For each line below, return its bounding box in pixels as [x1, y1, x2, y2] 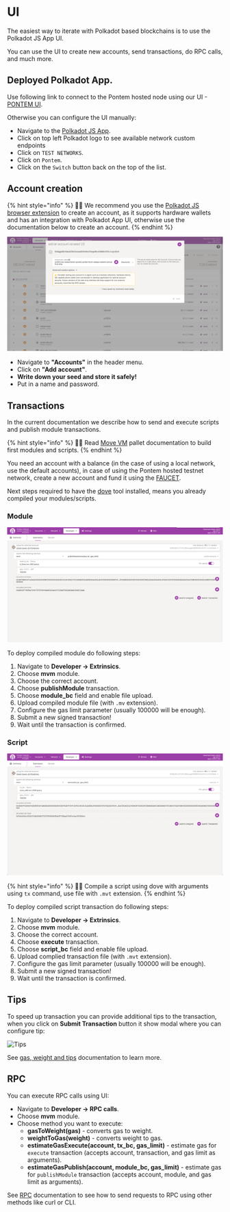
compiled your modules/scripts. [7, 494, 97, 502]
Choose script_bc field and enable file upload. [16, 945, 149, 953]
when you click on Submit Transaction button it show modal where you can [7, 1019, 221, 1028]
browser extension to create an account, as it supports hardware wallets [7, 208, 211, 217]
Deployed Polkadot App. [7, 75, 113, 86]
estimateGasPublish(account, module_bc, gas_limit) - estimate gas [27, 1163, 222, 1171]
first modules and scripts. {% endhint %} [7, 446, 123, 454]
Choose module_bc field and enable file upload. [16, 691, 153, 699]
